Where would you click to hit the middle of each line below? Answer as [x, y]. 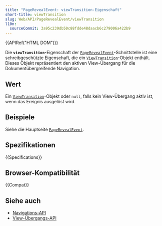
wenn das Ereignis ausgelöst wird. [40, 101]
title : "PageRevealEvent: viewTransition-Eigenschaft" [63, 10]
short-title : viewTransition [35, 15]
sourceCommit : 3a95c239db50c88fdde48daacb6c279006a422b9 [70, 29]
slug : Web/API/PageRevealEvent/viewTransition [54, 19]
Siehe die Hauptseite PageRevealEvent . [44, 129]
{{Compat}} [17, 185]
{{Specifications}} [24, 157]
